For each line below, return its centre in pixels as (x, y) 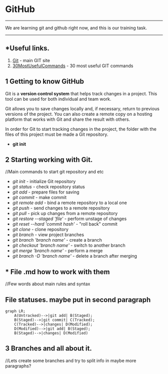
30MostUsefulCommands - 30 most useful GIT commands (73, 66)
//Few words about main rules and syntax (48, 284)
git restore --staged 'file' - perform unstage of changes (69, 219)
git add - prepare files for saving (46, 192)
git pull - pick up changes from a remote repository (65, 214)
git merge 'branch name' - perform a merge (57, 251)
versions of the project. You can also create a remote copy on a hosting (79, 114)
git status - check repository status (48, 187)
